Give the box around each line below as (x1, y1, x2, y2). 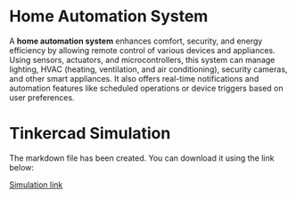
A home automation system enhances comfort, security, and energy (9, 36, 263, 46)
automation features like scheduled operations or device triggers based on (9, 83, 284, 93)
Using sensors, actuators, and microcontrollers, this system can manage (9, 54, 275, 65)
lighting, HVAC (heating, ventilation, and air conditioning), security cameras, (9, 64, 288, 75)
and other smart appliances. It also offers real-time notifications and (9, 73, 259, 83)
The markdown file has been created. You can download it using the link (9, 153, 275, 163)
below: (9, 162, 34, 172)
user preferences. (9, 91, 75, 103)
